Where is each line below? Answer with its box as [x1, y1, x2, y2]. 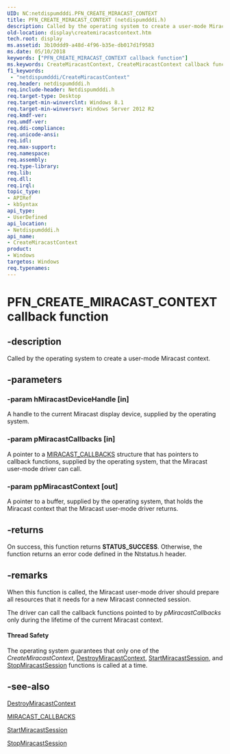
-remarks [7, 570, 48, 581]
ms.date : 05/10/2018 [7, 49, 66, 55]
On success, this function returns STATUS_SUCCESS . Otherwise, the [7, 542, 203, 551]
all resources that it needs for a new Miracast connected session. [7, 595, 192, 603]
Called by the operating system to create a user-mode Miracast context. [7, 354, 211, 362]
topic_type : [7, 188, 41, 195]
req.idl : [7, 138, 32, 144]
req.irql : [7, 182, 36, 189]
